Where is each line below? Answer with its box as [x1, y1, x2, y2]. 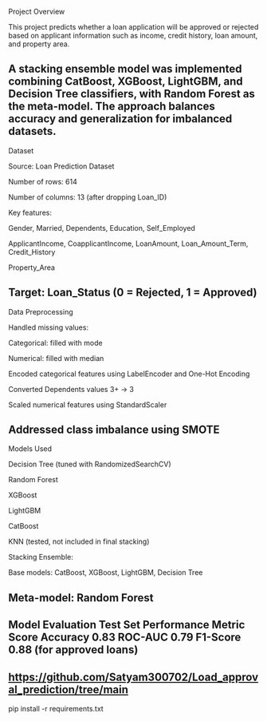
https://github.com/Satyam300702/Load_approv [8, 670, 259, 683]
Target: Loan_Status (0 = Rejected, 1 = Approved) [8, 286, 257, 299]
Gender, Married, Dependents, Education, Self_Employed [8, 223, 195, 232]
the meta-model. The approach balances [8, 100, 215, 113]
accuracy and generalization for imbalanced [8, 112, 233, 126]
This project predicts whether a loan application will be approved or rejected [8, 22, 259, 31]
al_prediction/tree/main [8, 683, 129, 696]
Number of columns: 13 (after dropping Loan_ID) [8, 192, 167, 202]
